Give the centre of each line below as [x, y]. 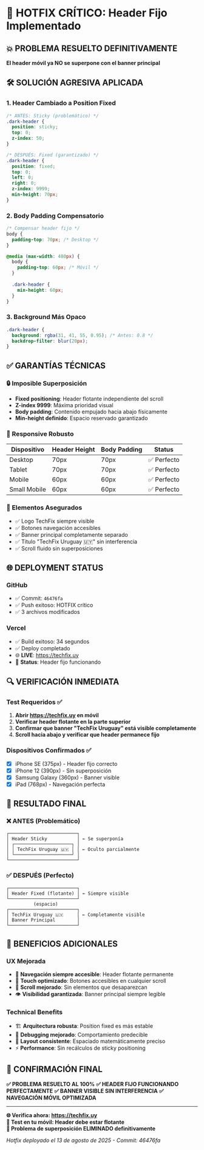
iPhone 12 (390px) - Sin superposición [63, 770]
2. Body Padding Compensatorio [55, 216]
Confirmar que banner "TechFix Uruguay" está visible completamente [105, 728]
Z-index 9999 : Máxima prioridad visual [64, 405]
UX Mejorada [26, 962]
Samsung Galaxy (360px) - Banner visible [67, 777]
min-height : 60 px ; [40, 290]
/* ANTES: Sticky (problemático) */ [53, 115]
